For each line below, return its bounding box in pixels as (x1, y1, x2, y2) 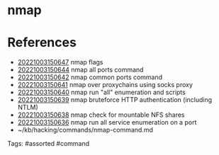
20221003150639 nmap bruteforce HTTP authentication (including (17, 96, 213, 104)
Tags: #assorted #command (7, 139, 90, 148)
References (7, 35, 77, 51)
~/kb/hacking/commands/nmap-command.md (17, 126, 154, 134)
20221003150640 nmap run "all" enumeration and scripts (17, 88, 186, 97)
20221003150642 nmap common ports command (17, 73, 163, 81)
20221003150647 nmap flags (17, 58, 103, 67)
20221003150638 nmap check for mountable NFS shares (17, 110, 185, 119)
